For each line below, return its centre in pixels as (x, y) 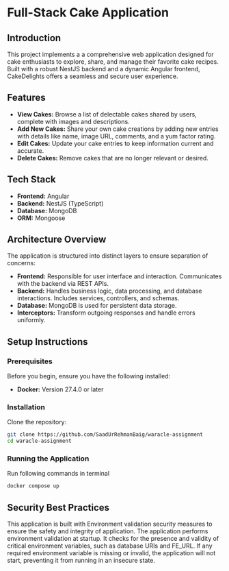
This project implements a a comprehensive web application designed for (110, 54)
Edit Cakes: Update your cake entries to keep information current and (115, 143)
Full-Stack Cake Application (88, 13)
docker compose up (33, 486)
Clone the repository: (37, 422)
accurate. (30, 150)
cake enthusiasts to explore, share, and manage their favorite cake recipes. (113, 62)
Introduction (34, 38)
